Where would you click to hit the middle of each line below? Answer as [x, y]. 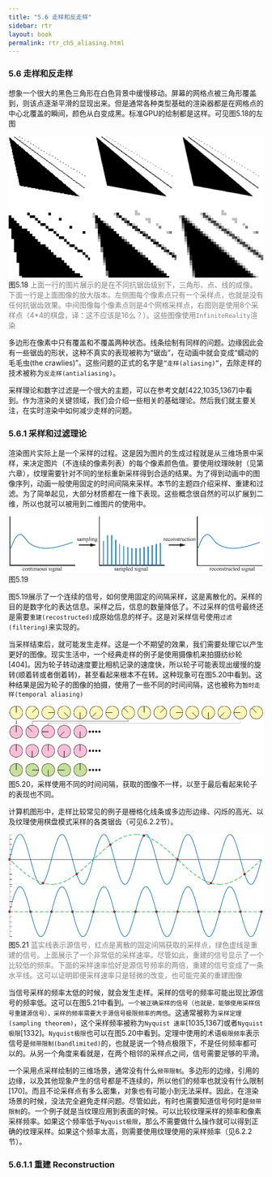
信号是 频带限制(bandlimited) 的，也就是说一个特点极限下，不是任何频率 [125, 1043]
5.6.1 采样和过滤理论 [48, 434]
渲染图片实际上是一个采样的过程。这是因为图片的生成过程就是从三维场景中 [132, 453]
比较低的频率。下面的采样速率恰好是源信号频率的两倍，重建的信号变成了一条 [136, 964]
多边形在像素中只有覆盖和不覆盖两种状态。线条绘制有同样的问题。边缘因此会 [136, 343]
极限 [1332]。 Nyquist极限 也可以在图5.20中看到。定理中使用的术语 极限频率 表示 [134, 1033]
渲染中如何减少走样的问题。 [89, 410]
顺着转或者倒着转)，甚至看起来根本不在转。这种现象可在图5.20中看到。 [137, 674]
